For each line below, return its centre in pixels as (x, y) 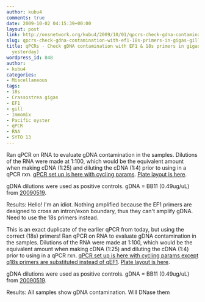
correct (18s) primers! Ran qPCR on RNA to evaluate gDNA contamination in (101, 236)
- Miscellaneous (27, 80)
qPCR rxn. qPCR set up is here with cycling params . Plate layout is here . (97, 174)
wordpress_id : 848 (30, 58)
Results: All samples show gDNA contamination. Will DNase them (88, 292)
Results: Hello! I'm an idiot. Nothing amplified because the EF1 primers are (99, 204)
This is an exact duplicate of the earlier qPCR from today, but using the (95, 229)
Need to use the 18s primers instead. (52, 217)
